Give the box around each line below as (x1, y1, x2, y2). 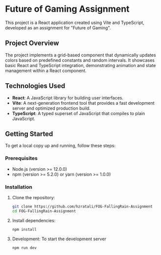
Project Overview (5, 39, 59, 47)
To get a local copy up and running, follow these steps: (5, 143, 116, 149)
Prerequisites (5, 155, 38, 162)
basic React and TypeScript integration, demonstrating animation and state (5, 62, 156, 68)
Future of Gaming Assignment (5, 3, 130, 15)
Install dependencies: (12, 217, 56, 223)
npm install (12, 227, 37, 232)
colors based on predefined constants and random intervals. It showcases (5, 57, 155, 63)
